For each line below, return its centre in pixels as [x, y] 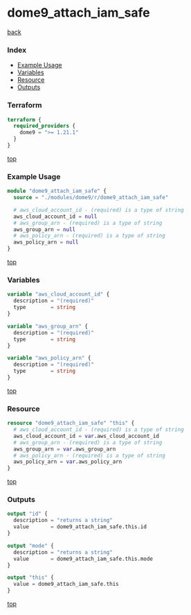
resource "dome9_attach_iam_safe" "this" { [71, 423]
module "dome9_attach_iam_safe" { [57, 191]
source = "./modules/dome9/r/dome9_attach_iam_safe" [91, 198]
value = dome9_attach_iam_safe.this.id [80, 527]
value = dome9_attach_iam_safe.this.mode [83, 559]
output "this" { [30, 578]
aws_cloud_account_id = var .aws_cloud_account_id [86, 436]
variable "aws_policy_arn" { [49, 358]
